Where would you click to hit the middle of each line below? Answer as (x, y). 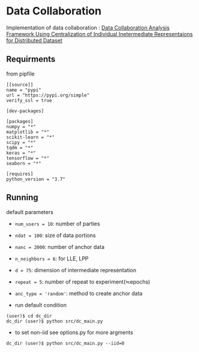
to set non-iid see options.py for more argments (74, 332)
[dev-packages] (25, 111)
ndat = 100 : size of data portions (55, 235)
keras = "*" (21, 153)
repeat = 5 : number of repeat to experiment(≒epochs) (82, 282)
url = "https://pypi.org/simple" (48, 95)
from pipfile (20, 74)
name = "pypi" (24, 90)
